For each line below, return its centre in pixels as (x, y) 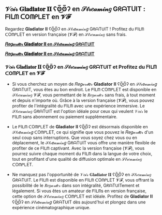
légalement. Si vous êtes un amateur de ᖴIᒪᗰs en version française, (79, 191)
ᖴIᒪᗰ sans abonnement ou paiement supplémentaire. (65, 117)
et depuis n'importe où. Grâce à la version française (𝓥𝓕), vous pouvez (83, 100)
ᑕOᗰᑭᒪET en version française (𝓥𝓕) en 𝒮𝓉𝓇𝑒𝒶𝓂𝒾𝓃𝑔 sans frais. (66, 34)
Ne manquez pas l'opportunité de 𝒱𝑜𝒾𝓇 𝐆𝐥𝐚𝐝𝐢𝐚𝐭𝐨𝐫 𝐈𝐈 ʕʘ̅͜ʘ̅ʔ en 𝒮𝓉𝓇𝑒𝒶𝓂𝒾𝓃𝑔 (81, 175)
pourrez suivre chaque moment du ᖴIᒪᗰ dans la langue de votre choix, (82, 154)
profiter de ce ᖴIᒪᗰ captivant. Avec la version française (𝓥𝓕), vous (78, 148)
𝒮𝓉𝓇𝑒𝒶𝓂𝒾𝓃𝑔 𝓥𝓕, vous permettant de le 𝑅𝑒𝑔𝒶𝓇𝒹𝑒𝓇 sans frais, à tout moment (84, 95)
